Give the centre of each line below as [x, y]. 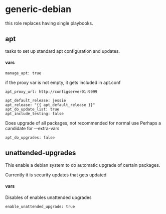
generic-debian [38, 9]
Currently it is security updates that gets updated [56, 175]
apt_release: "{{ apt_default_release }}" [50, 105]
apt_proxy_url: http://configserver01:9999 [51, 91]
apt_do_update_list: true [32, 109]
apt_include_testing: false [35, 114]
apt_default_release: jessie [36, 100]
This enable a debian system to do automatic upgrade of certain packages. [83, 165]
